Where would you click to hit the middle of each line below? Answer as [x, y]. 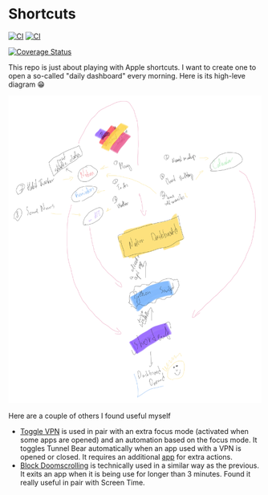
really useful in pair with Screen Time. [83, 482]
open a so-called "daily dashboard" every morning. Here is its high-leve [127, 75]
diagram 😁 [27, 84]
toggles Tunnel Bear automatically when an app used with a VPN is [131, 448]
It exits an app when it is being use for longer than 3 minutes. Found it [135, 473]
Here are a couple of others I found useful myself [89, 416]
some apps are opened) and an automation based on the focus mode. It [138, 440]
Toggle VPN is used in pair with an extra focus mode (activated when [134, 431]
